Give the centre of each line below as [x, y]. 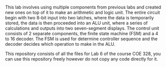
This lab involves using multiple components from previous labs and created [83, 7]
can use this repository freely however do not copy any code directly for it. [82, 59]
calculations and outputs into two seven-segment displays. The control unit [82, 28]
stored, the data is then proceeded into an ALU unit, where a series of [77, 23]
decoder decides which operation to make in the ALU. [60, 44]
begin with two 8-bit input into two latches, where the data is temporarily [80, 18]
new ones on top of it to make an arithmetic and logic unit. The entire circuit [83, 12]
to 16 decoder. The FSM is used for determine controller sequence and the [82, 39]
